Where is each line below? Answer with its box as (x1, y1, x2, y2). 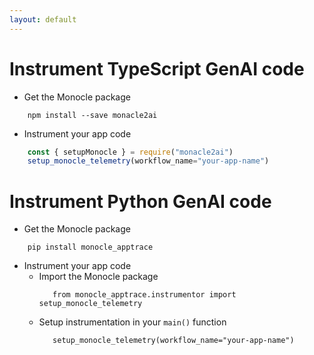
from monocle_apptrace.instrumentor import (52, 290, 237, 300)
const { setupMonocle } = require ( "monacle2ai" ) (27, 147, 234, 157)
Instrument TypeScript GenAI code (9, 57, 305, 80)
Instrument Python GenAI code (9, 190, 272, 213)
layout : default (9, 14, 77, 25)
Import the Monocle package (38, 271, 159, 283)
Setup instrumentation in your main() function (38, 316, 227, 328)
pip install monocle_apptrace (27, 242, 154, 253)
